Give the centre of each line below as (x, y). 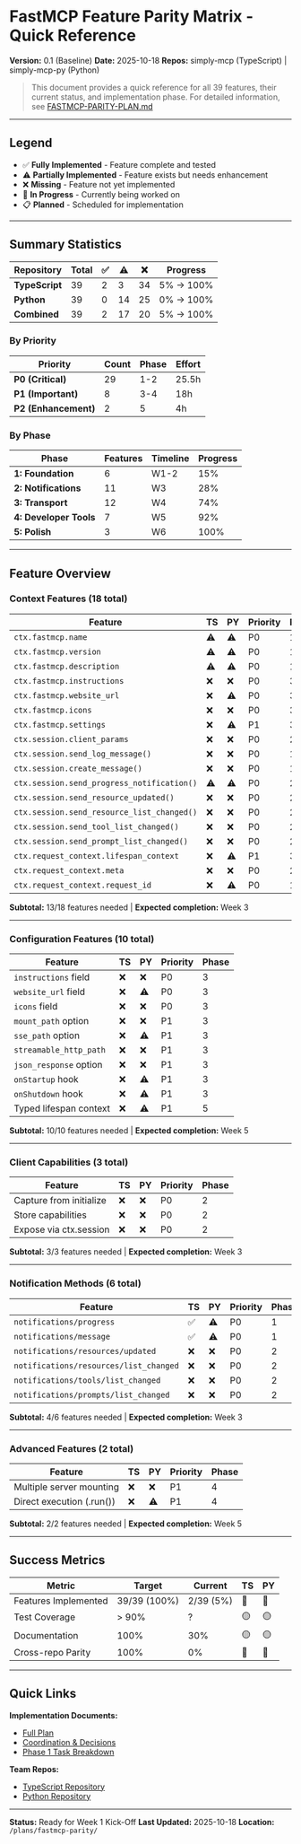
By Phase (30, 435)
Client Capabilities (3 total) (69, 1162)
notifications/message (62, 1336)
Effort (189, 363)
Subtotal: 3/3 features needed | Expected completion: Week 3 (126, 1252)
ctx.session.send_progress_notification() (106, 783)
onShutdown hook (48, 1094)
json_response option (58, 1065)
